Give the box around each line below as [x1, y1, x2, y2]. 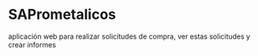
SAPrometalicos [8, 6, 117, 24]
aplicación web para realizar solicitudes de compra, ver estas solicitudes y [8, 32, 251, 41]
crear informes [8, 39, 57, 49]
